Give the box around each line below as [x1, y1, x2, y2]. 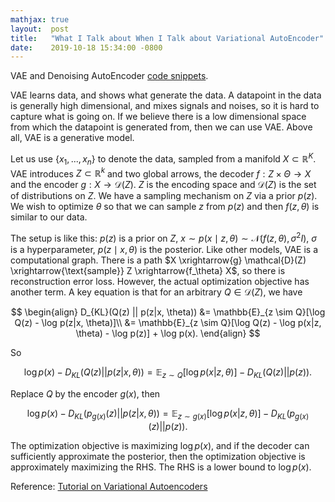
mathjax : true [10, 14, 70, 25]
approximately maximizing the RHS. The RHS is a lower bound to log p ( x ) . [10, 461, 312, 473]
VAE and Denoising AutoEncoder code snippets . [10, 70, 209, 82]
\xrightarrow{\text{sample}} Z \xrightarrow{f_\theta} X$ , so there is [10, 265, 286, 277]
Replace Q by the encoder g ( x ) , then [10, 387, 161, 400]
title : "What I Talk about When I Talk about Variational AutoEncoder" [10, 33, 325, 43]
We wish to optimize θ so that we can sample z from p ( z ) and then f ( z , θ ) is [10, 201, 320, 213]
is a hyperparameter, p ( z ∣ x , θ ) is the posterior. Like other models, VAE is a [10, 244, 319, 256]
